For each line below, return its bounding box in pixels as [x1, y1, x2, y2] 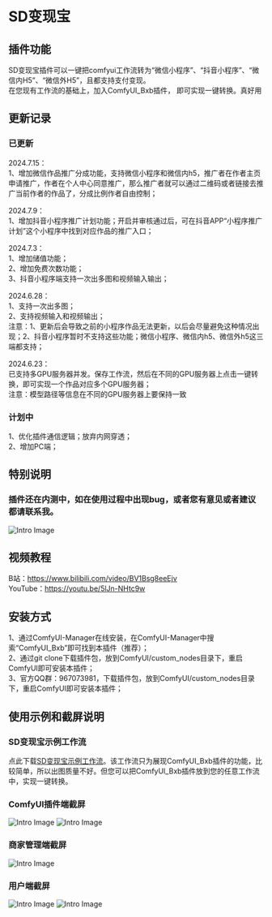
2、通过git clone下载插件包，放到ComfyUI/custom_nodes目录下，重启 [8, 653, 243, 663]
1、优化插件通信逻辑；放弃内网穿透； [8, 431, 132, 441]
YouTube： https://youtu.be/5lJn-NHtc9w [8, 583, 146, 593]
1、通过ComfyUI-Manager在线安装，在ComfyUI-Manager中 [8, 633, 208, 643]
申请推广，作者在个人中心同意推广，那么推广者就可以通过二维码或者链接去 [8, 178, 257, 187]
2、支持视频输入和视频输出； [8, 311, 105, 321]
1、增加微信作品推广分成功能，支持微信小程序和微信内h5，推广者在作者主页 [8, 168, 261, 178]
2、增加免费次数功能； [8, 263, 84, 273]
